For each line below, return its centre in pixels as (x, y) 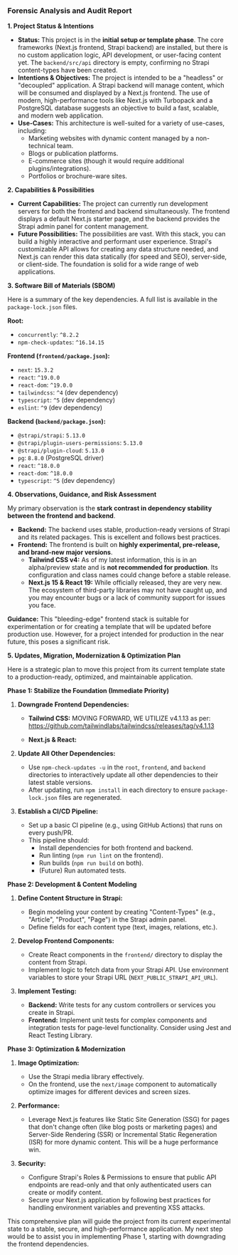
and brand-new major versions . (65, 552)
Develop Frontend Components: (66, 941)
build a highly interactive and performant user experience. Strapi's (114, 241)
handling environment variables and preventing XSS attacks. (117, 1208)
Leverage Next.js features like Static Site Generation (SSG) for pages (129, 1120)
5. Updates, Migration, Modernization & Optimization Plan (94, 656)
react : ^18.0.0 (39, 466)
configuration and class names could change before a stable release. (129, 575)
